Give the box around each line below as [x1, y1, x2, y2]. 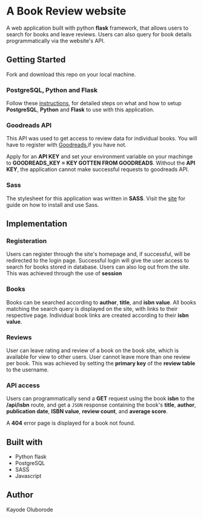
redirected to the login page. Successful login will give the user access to [6, 257, 190, 264]
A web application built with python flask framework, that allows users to [6, 24, 189, 31]
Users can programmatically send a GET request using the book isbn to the [6, 395, 195, 402]
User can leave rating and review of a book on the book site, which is [6, 347, 179, 354]
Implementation [6, 219, 68, 229]
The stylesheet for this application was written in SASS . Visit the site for [6, 195, 186, 202]
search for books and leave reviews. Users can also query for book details [6, 30, 192, 38]
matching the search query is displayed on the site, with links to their [6, 305, 178, 312]
